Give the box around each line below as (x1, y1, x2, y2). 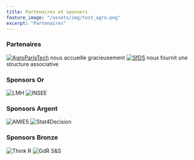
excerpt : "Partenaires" (6, 20, 67, 26)
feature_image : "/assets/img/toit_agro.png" (6, 15, 121, 21)
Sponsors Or (6, 75, 44, 84)
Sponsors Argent (6, 104, 58, 113)
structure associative (6, 60, 59, 67)
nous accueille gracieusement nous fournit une (50, 54, 188, 61)
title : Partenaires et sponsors (6, 8, 88, 15)
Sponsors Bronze (6, 133, 59, 142)
